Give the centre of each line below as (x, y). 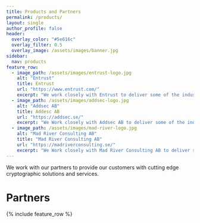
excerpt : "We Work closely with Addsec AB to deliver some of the (101, 123)
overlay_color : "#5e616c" (44, 39)
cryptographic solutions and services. (53, 174)
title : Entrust (36, 84)
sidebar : (17, 56)
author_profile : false (34, 28)
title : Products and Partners (44, 12)
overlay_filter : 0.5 (37, 45)
